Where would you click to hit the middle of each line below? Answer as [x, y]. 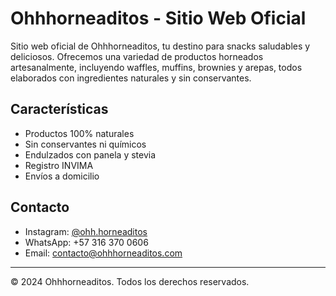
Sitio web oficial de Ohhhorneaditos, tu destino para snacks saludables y [160, 46]
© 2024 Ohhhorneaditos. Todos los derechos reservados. [130, 281]
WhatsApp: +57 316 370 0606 [86, 242]
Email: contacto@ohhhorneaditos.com [103, 253]
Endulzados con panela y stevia [90, 154]
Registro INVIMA [59, 165]
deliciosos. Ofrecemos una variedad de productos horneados [137, 56]
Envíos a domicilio [62, 176]
